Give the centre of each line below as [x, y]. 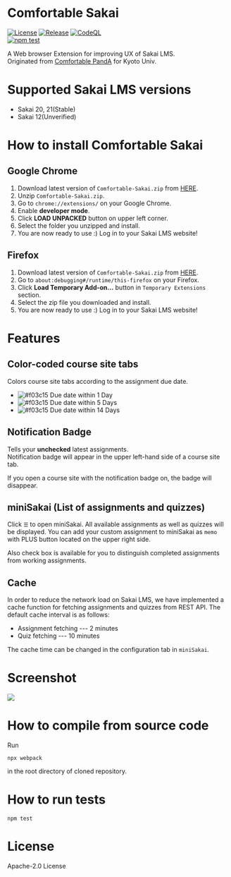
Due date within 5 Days [83, 402]
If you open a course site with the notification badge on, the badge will [110, 478]
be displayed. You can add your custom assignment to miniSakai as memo [112, 532]
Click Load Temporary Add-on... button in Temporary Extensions [112, 287]
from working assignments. [47, 561]
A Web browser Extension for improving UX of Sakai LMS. [91, 54]
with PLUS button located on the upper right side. [79, 539]
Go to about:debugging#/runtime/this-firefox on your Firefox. [108, 279]
